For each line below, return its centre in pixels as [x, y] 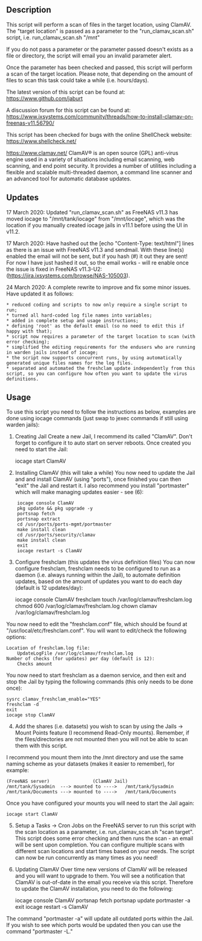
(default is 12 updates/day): [49, 588]
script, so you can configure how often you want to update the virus [97, 374]
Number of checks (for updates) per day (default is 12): [80, 659]
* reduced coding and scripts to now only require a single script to [97, 305]
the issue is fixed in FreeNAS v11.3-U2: [54, 269]
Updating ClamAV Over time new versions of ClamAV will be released [101, 870]
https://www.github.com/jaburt [45, 98]
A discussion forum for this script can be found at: [68, 110]
